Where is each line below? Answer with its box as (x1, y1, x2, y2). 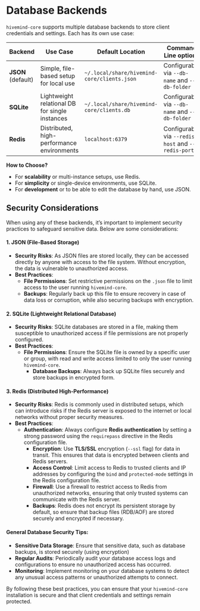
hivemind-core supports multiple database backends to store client (6, 23, 170, 30)
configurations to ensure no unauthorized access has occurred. (14, 561, 171, 568)
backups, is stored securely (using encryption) (14, 548, 130, 555)
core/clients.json (84, 75, 137, 82)
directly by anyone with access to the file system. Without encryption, (14, 258, 186, 265)
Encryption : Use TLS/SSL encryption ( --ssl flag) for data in (32, 445, 180, 452)
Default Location (97, 47, 145, 55)
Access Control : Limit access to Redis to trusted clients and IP (32, 464, 186, 472)
